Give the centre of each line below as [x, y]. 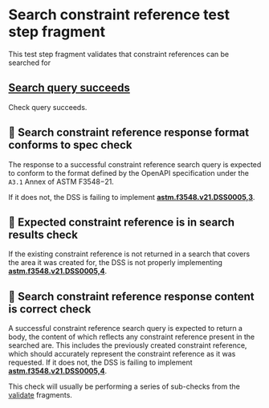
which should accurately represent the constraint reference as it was [122, 354]
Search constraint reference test [119, 15]
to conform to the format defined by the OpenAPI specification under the [128, 173]
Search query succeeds [69, 88]
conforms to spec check [70, 145]
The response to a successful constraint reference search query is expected [135, 164]
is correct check [50, 309]
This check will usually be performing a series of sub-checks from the [124, 386]
